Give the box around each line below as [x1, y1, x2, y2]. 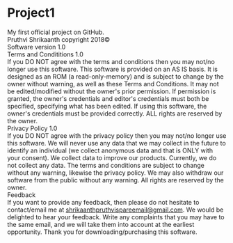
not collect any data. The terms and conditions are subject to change [7, 161, 205, 169]
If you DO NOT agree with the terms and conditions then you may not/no [7, 57, 216, 65]
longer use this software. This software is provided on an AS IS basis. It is [7, 65, 218, 73]
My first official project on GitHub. [7, 28, 104, 36]
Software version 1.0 [7, 42, 66, 51]
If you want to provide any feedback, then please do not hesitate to [7, 198, 200, 206]
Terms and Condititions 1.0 [7, 50, 83, 58]
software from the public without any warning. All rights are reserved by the [7, 175, 225, 184]
